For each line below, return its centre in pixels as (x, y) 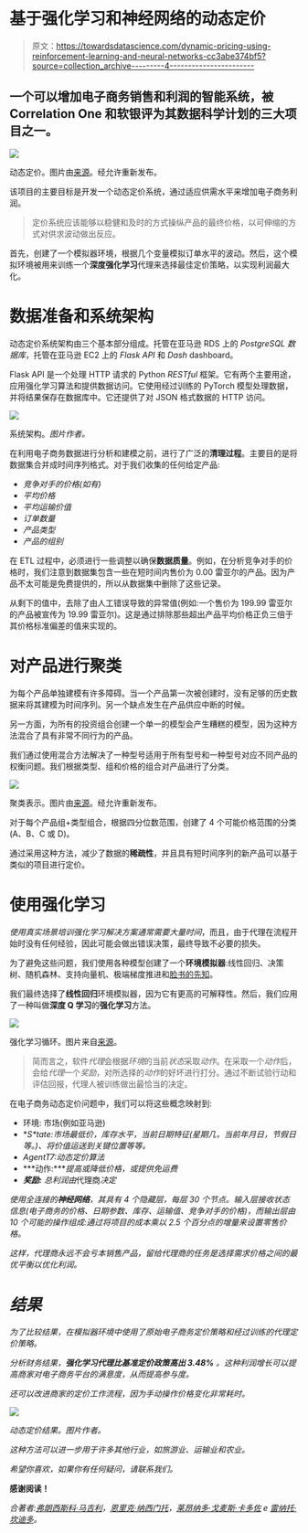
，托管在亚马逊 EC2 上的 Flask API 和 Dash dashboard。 (132, 355)
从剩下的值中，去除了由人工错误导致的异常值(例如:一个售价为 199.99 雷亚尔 (151, 602)
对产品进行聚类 (66, 666)
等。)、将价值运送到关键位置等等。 (86, 1145)
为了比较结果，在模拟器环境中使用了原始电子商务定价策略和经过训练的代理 (149, 1332)
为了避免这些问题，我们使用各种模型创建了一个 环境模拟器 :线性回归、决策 (147, 963)
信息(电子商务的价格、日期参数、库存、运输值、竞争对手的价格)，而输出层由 (153, 1210)
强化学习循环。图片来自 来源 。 (65, 1041)
